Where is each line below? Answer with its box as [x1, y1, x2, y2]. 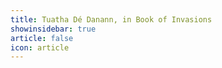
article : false [10, 33, 74, 43]
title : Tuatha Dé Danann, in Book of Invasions [10, 14, 213, 25]
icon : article [10, 42, 70, 53]
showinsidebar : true [10, 24, 97, 34]
